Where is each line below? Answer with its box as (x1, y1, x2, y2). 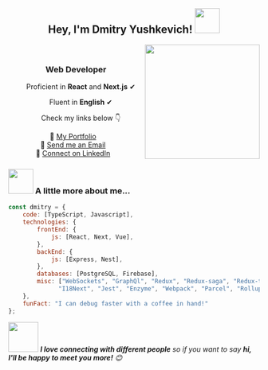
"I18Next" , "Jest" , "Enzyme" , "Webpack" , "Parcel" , (58, 285, 234, 293)
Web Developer (45, 64, 107, 75)
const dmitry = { (8, 204, 66, 212)
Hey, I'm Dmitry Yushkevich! (47, 23, 193, 37)
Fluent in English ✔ (49, 97, 113, 107)
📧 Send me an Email (40, 140, 106, 150)
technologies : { (22, 218, 77, 227)
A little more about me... (34, 185, 131, 197)
